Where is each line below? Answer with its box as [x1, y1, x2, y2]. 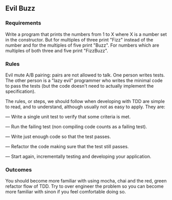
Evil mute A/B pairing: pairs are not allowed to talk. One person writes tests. [5, 72, 165, 78]
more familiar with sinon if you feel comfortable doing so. [5, 189, 126, 195]
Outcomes [5, 166, 32, 173]
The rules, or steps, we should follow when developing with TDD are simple [5, 98, 165, 104]
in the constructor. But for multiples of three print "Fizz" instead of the [5, 36, 154, 43]
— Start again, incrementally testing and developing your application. [5, 153, 151, 159]
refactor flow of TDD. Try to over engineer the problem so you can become [5, 183, 164, 189]
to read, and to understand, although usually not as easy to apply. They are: [5, 104, 165, 110]
